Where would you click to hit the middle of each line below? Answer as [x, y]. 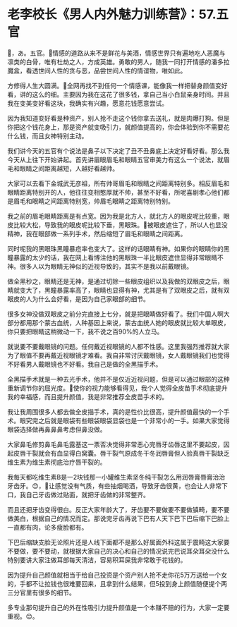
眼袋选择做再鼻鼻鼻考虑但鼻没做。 [57, 429]
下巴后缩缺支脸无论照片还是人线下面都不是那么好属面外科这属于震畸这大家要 [119, 542]
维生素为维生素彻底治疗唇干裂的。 [57, 462]
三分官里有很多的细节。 [41, 592]
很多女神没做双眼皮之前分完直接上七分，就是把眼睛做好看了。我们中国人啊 [115, 314]
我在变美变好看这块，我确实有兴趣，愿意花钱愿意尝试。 [87, 103]
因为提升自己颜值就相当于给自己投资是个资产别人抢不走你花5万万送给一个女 [117, 575]
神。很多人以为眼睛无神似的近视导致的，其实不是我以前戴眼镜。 [100, 266]
